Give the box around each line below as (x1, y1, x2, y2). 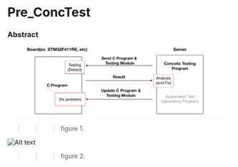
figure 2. (60, 152, 86, 161)
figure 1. (60, 124, 84, 133)
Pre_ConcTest (7, 4, 91, 21)
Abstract (7, 30, 39, 40)
